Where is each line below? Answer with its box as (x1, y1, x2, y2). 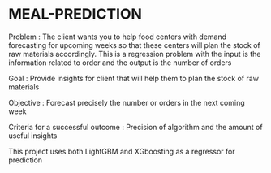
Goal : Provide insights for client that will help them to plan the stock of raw (8, 73, 260, 83)
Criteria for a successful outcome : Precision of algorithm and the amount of (8, 122, 263, 132)
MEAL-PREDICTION (8, 5, 142, 24)
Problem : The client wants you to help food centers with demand (8, 32, 227, 41)
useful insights (8, 131, 58, 141)
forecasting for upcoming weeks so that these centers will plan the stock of (8, 40, 261, 50)
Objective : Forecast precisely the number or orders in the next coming (8, 97, 245, 107)
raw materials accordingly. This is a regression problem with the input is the (8, 49, 261, 58)
